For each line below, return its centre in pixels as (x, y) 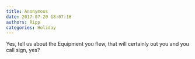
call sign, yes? (23, 50)
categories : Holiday (31, 27)
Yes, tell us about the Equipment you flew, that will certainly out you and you (98, 44)
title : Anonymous (27, 11)
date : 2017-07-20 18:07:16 (39, 17)
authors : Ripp (23, 22)
